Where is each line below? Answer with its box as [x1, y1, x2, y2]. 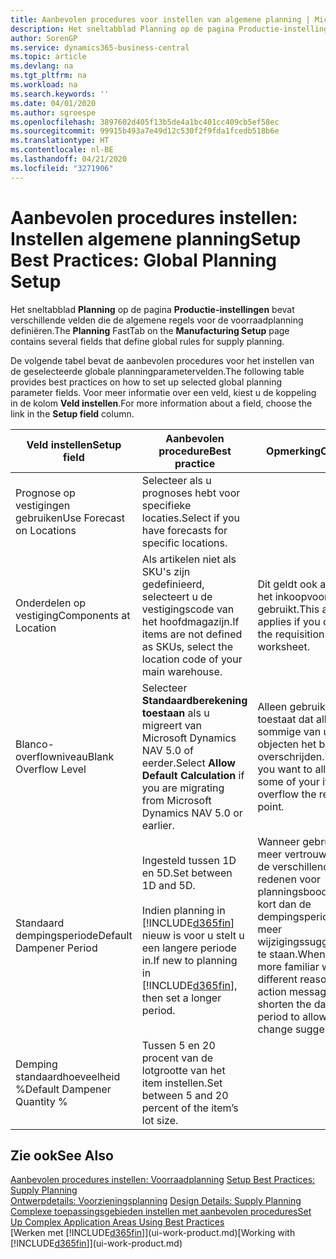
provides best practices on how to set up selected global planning [10, 376, 283, 388]
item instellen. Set [141, 1076, 223, 1090]
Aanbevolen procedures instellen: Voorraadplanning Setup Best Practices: [10, 1174, 316, 1186]
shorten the [257, 997, 312, 1011]
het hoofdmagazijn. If [141, 614, 240, 628]
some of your [257, 774, 320, 788]
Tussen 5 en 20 [141, 1038, 216, 1052]
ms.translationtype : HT [10, 136, 110, 146]
